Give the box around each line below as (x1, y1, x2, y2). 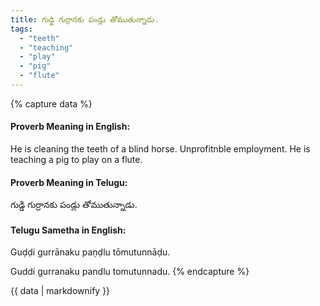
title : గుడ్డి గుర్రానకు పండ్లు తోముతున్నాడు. (10, 14, 160, 25)
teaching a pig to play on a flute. (10, 154, 143, 166)
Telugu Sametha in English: (10, 224, 127, 236)
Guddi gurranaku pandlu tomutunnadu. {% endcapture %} (10, 266, 250, 278)
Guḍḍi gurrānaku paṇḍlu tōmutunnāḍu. (10, 246, 171, 258)
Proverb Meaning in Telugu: (10, 176, 128, 188)
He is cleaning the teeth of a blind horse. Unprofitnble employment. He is (10, 143, 311, 155)
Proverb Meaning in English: (10, 121, 131, 133)
